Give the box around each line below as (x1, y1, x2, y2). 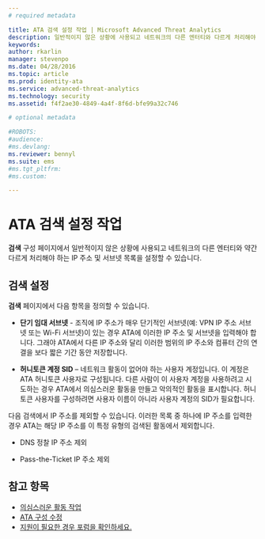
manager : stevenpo (8, 55, 69, 63)
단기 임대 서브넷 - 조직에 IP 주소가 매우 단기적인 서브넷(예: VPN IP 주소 (19, 318, 237, 327)
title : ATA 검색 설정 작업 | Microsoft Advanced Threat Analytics (8, 25, 221, 34)
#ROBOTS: (8, 128, 37, 136)
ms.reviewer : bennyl (8, 150, 77, 158)
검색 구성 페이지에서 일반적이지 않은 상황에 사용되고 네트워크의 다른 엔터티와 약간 (8, 243, 258, 253)
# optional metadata (8, 114, 77, 122)
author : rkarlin (8, 48, 62, 56)
